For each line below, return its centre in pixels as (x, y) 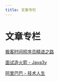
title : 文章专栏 (21, 10)
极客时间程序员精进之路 (29, 52)
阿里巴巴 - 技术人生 (25, 73)
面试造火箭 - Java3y (26, 62)
